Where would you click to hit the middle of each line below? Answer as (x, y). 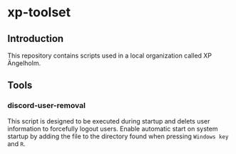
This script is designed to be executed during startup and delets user (109, 121)
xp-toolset (39, 12)
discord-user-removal (46, 106)
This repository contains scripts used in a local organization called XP (110, 55)
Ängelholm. (24, 63)
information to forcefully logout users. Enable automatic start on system (113, 128)
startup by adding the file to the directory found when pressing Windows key (118, 136)
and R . (16, 143)
